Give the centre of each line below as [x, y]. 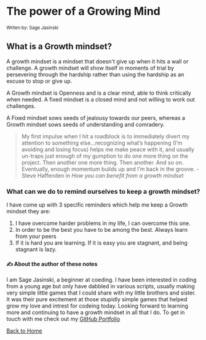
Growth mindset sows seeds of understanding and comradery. [85, 124]
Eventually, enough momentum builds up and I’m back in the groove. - [110, 169]
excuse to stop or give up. [39, 81]
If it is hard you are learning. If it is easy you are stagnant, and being [101, 243]
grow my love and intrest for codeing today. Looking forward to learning [97, 306]
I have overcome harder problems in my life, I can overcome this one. [103, 223]
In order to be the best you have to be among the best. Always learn [101, 230]
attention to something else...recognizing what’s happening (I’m [102, 143]
